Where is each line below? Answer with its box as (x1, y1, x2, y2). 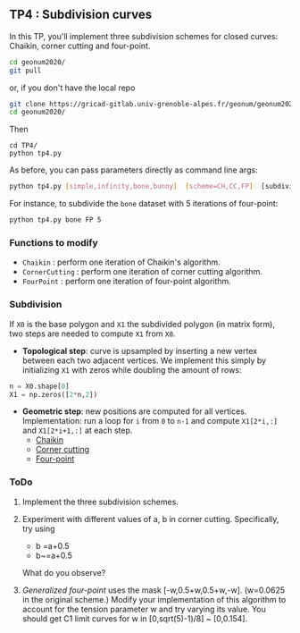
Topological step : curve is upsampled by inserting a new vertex (21, 345, 257, 356)
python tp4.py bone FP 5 (9, 215, 102, 224)
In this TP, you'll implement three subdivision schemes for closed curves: (9, 30, 279, 41)
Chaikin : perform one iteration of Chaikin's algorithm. (21, 257, 221, 267)
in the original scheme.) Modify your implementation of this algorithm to (21, 594, 287, 604)
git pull (9, 66, 42, 75)
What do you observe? (21, 567, 106, 578)
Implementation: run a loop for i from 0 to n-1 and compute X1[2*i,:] (21, 416, 279, 426)
